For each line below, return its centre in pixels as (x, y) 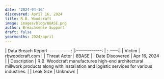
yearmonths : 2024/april (29, 37)
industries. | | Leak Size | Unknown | (42, 71)
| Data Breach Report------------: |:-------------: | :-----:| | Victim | (72, 50)
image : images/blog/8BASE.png (36, 23)
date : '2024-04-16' (25, 10)
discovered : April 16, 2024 (34, 14)
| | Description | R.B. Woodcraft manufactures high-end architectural (74, 61)
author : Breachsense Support (35, 28)
